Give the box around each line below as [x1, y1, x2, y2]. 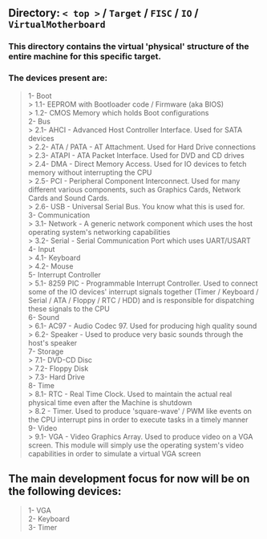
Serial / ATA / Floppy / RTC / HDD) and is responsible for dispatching [27, 295, 255, 305]
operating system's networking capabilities [27, 227, 171, 237]
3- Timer [27, 523, 58, 533]
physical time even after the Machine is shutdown [27, 397, 192, 407]
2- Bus [27, 116, 51, 126]
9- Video [27, 423, 58, 432]
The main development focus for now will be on [8, 472, 250, 485]
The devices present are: [8, 72, 108, 83]
